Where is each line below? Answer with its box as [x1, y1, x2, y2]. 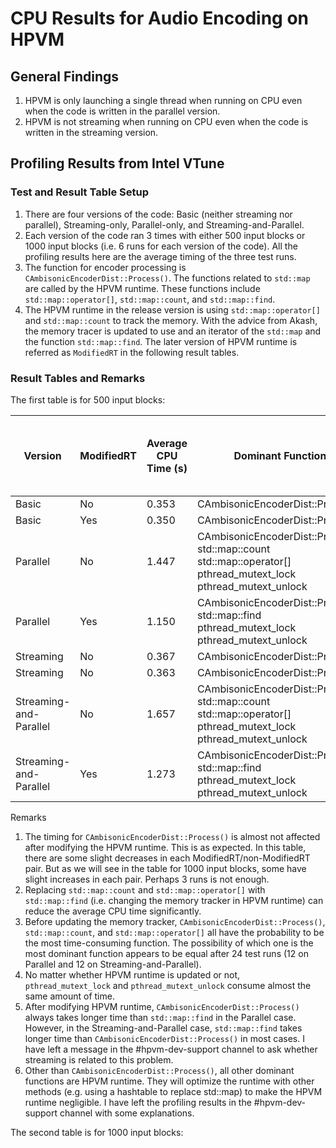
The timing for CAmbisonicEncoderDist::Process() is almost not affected [24, 830, 321, 842]
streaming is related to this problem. [24, 1053, 174, 1066]
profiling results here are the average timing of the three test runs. [24, 250, 297, 262]
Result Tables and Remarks [10, 371, 146, 385]
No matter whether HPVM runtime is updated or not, [24, 968, 241, 981]
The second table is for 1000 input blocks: [10, 1126, 184, 1138]
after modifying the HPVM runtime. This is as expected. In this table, [24, 841, 307, 853]
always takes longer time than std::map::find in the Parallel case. [24, 1011, 297, 1023]
